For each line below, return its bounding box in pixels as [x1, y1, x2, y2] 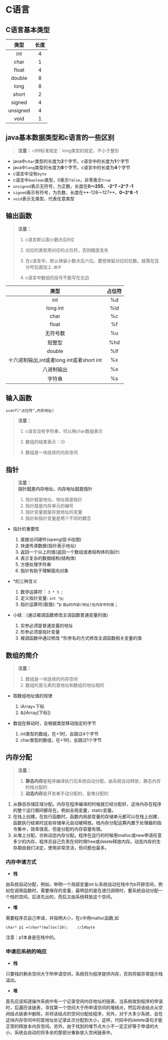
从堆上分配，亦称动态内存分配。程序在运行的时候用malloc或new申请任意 [12, 832, 162, 838]
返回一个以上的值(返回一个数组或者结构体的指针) [20, 549, 120, 555]
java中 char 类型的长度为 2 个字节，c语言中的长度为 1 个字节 [12, 158, 130, 164]
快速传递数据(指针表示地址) [20, 543, 76, 549]
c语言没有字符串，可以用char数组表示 [25, 428, 103, 434]
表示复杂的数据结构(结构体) [20, 555, 76, 561]
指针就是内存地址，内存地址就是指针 [17, 486, 93, 492]
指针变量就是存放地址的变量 [25, 509, 83, 515]
